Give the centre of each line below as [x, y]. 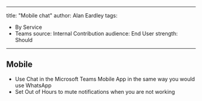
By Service [28, 27]
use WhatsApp [33, 85]
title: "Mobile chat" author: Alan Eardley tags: [62, 15]
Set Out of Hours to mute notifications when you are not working [95, 91]
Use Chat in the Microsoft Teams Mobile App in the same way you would [105, 79]
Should [24, 40]
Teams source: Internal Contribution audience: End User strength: [96, 33]
